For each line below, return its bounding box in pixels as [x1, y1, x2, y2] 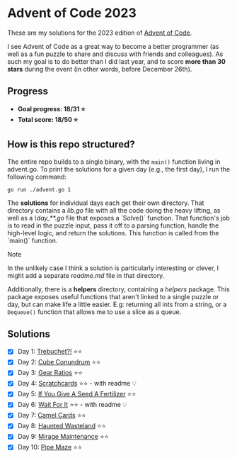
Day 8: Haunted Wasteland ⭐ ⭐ [17, 422, 106, 430]
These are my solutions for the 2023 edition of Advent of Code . [7, 28, 192, 37]
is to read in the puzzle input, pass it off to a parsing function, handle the [7, 221, 219, 230]
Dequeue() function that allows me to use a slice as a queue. [7, 307, 182, 316]
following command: [7, 172, 67, 181]
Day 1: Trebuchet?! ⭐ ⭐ [17, 347, 83, 356]
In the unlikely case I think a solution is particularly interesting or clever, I [7, 264, 219, 272]
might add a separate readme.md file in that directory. [7, 271, 165, 279]
